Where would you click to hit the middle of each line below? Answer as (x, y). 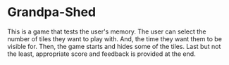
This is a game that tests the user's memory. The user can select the (107, 31)
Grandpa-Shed (52, 12)
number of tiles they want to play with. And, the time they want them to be (114, 38)
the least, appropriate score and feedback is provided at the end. (101, 54)
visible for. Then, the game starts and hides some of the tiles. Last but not (114, 46)
